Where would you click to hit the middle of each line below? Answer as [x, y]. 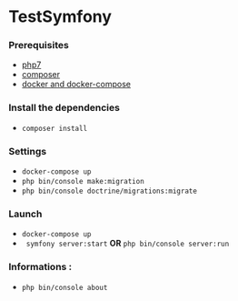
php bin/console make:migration [83, 182]
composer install [55, 128]
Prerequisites [39, 45]
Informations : [40, 267]
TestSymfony [60, 17]
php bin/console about [64, 287]
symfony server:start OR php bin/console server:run [128, 244]
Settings [28, 151]
